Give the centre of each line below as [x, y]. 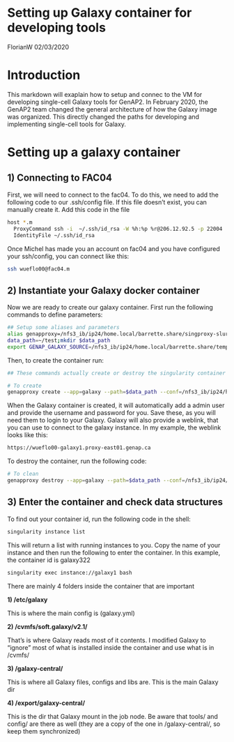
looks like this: [28, 435]
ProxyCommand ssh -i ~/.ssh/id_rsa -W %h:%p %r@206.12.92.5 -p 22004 [118, 229]
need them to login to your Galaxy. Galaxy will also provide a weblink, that [113, 421]
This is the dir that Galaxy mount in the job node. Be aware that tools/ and [112, 716]
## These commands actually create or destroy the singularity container [117, 373]
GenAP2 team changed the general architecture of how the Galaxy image [112, 109]
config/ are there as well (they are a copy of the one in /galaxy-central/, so [114, 724]
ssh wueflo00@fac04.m [39, 269]
